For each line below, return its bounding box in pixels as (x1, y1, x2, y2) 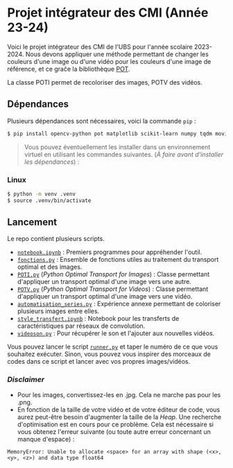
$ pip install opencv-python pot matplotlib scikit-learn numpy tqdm (7, 130, 213, 137)
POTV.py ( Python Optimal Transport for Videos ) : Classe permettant (17, 285, 209, 293)
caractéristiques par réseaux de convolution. (17, 321, 146, 331)
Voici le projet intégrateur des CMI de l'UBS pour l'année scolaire (7, 42, 193, 51)
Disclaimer (7, 375, 45, 385)
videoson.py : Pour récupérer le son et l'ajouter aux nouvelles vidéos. (17, 329, 215, 337)
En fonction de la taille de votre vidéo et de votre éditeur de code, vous (17, 405, 221, 414)
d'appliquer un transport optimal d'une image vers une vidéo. (17, 292, 193, 301)
